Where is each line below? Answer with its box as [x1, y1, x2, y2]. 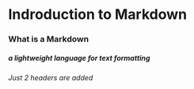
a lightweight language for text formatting [8, 53, 150, 62]
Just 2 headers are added [8, 73, 93, 83]
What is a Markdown [8, 34, 89, 45]
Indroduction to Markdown [8, 6, 188, 24]
